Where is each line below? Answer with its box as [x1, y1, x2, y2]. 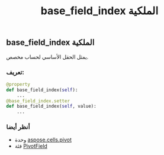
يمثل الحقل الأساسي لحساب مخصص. [6, 53, 89, 60]
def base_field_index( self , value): [6, 104, 97, 109]
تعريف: [6, 68, 25, 76]
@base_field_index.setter [6, 98, 70, 104]
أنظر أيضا [6, 123, 30, 131]
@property [6, 81, 31, 87]
